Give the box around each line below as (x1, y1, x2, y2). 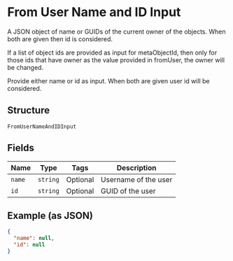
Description (116, 162, 157, 172)
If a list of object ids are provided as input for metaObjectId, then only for (7, 48, 218, 57)
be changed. (7, 63, 44, 71)
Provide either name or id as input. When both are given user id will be (7, 76, 210, 85)
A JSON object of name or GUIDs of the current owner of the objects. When (7, 27, 226, 36)
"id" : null (13, 241, 45, 248)
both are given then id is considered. (7, 34, 113, 43)
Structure (7, 104, 50, 116)
